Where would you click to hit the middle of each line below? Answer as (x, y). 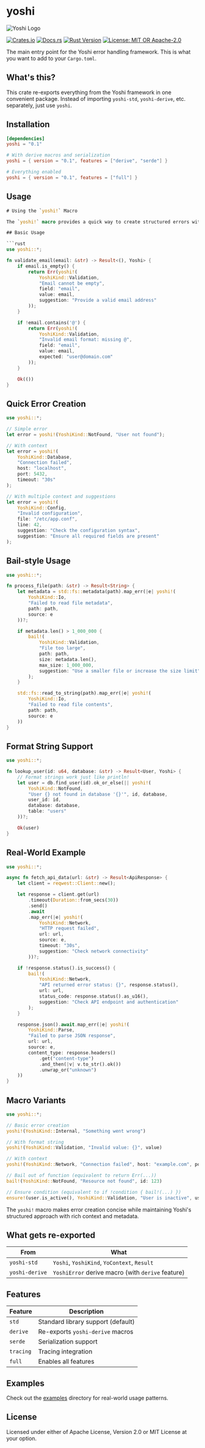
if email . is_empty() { (46, 266)
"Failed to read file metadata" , (71, 603)
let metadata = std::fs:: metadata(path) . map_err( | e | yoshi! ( (96, 592)
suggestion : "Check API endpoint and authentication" (109, 1002)
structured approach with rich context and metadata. (73, 1216)
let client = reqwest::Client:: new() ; (67, 883)
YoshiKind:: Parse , (52, 1030)
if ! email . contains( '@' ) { (52, 323)
